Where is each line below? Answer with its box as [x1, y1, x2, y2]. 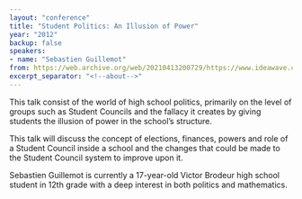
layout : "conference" [9, 13, 91, 23]
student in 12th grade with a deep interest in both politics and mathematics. [9, 179, 288, 190]
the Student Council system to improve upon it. [9, 152, 183, 163]
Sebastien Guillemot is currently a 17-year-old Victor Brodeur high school [9, 169, 280, 180]
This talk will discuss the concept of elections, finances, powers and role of [9, 132, 289, 144]
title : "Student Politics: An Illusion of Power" [9, 22, 200, 31]
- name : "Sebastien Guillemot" [9, 55, 127, 64]
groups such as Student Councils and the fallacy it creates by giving [9, 105, 262, 117]
